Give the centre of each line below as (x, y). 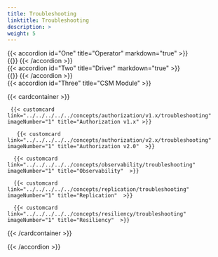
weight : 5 (22, 33)
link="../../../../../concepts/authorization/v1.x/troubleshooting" (109, 116)
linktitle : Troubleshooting (48, 20)
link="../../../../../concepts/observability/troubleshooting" (102, 165)
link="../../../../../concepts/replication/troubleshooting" (98, 190)
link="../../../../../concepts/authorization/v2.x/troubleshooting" (109, 140)
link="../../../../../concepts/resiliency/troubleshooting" (97, 214)
